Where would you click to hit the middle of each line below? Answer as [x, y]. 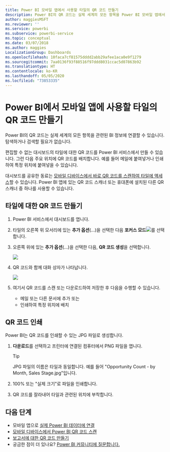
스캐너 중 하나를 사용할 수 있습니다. [40, 188]
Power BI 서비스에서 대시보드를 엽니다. [51, 219]
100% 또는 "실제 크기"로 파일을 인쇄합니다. [55, 384]
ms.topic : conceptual [28, 39]
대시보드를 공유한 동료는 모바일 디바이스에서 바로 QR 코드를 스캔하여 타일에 [79, 176]
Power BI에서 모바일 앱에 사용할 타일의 [81, 107]
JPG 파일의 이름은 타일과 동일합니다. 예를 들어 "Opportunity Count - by [84, 367]
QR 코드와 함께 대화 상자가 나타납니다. [50, 267]
